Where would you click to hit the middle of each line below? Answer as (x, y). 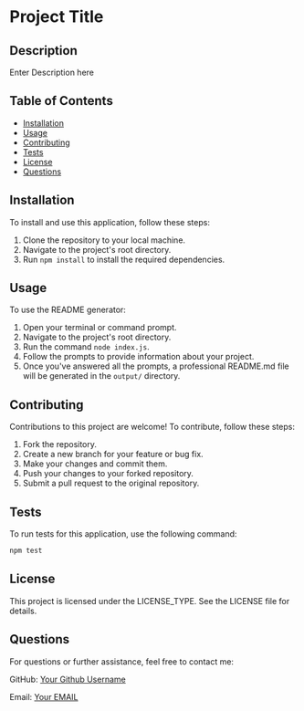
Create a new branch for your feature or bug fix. (113, 455)
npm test (26, 551)
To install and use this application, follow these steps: (110, 222)
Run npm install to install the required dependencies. (124, 259)
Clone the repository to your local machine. (104, 240)
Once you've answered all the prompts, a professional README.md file (156, 366)
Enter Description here (52, 72)
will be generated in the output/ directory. (101, 376)
